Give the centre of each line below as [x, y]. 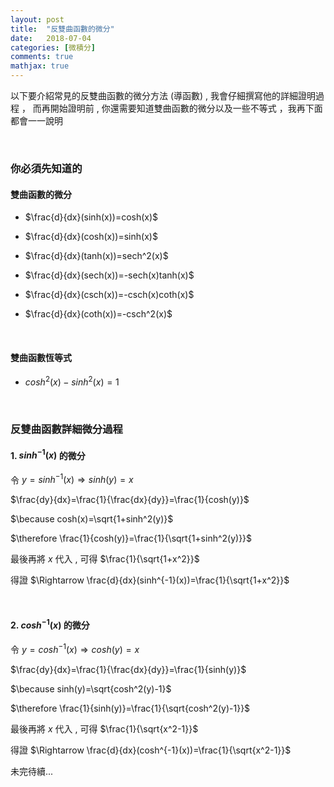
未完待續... [32, 771]
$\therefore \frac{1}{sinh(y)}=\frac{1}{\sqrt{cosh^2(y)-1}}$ [130, 708]
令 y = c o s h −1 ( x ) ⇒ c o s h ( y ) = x [75, 648]
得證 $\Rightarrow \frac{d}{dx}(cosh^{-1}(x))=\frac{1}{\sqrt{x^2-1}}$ [151, 750]
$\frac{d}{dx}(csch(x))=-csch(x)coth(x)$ [109, 295]
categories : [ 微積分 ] [53, 47]
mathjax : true [40, 66]
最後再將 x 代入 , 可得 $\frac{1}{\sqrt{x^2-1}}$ [104, 728]
